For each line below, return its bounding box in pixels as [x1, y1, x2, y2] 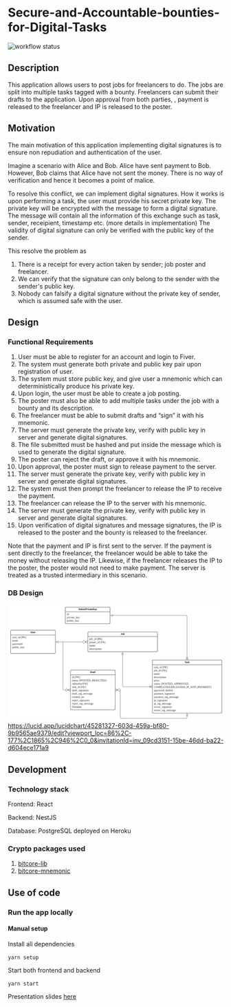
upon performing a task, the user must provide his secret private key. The [8, 196, 217, 205]
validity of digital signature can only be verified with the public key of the [8, 226, 214, 234]
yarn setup [8, 954, 39, 961]
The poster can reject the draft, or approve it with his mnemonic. [17, 455, 201, 464]
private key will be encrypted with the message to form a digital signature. [8, 204, 218, 212]
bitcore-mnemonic [17, 866, 71, 875]
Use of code [8, 886, 60, 898]
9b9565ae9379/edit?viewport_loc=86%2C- [8, 729, 132, 738]
